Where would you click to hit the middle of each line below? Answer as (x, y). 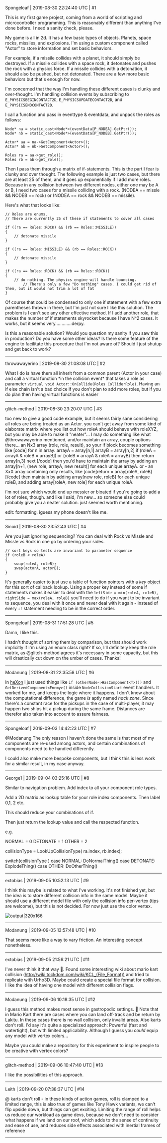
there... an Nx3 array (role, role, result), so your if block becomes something (83, 445)
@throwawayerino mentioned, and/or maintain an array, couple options (78, 440)
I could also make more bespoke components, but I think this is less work (80, 758)
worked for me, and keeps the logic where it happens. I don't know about (80, 693)
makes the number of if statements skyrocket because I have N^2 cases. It (82, 318)
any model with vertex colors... (37, 1036)
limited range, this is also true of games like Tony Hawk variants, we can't (80, 1104)
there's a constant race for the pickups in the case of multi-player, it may (80, 703)
